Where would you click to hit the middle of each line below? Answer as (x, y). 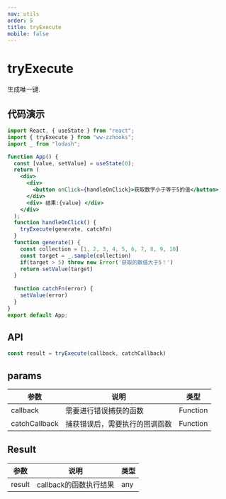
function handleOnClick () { (55, 223)
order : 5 (20, 21)
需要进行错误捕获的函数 (104, 411)
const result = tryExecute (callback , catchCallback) (87, 353)
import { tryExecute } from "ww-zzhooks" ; (71, 137)
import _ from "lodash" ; (44, 144)
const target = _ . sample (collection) (76, 256)
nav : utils (23, 14)
